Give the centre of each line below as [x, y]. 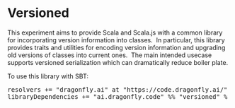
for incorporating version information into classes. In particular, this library [116, 40]
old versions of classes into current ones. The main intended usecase [110, 55]
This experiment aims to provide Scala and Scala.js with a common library [115, 32]
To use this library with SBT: [48, 76]
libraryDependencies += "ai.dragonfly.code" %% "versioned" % [117, 96]
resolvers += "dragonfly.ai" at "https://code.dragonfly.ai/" [117, 89]
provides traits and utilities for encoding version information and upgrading [116, 47]
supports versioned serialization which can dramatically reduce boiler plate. [118, 62]
